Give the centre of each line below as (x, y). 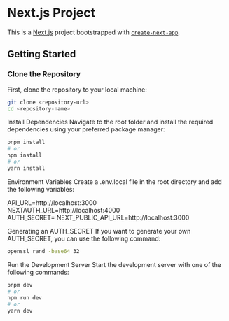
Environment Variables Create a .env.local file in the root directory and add (114, 181)
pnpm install (26, 142)
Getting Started (42, 54)
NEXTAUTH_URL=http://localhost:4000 (64, 210)
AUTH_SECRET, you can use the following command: (84, 238)
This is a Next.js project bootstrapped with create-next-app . (94, 32)
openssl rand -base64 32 (43, 251)
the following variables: (41, 189)
